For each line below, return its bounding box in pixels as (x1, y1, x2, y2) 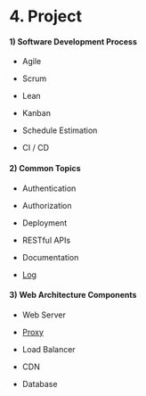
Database (21, 378, 58, 389)
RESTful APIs (21, 235, 71, 245)
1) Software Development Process (9, 36, 138, 46)
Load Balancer (21, 343, 76, 354)
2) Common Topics (9, 162, 82, 173)
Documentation (21, 252, 79, 262)
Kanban (21, 108, 52, 119)
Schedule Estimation (21, 125, 98, 136)
